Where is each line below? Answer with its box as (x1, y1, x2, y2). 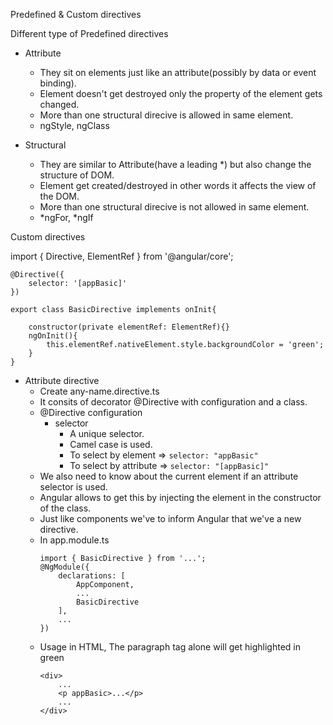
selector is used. (39, 481, 108, 493)
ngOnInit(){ (28, 331, 78, 341)
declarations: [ (58, 571, 126, 581)
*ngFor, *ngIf (39, 212, 94, 223)
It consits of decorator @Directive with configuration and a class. (39, 396, 308, 408)
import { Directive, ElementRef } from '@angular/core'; (10, 250, 234, 262)
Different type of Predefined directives (10, 28, 169, 39)
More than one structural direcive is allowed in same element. (39, 109, 294, 121)
